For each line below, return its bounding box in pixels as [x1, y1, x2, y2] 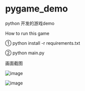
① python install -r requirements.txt [5, 40, 80, 46]
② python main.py [5, 50, 45, 56]
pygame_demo [5, 3, 68, 15]
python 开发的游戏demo [5, 20, 55, 26]
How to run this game [5, 30, 49, 36]
